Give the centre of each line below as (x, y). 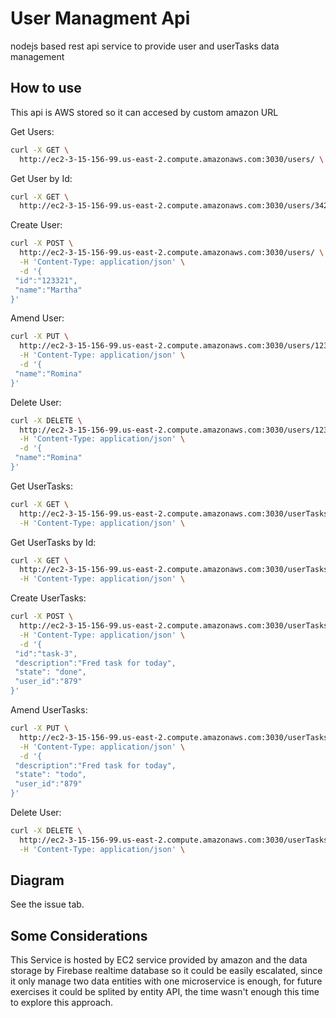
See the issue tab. (47, 904)
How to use (46, 88)
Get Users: (32, 131)
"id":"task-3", (46, 653)
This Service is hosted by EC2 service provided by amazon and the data (159, 960)
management (37, 56)
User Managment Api (100, 18)
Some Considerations (79, 935)
